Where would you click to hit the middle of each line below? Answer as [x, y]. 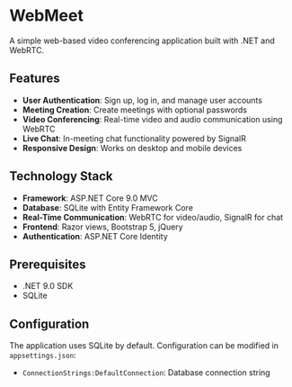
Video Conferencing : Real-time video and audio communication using [152, 119]
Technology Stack [61, 176]
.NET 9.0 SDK [48, 286]
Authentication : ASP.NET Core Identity [95, 236]
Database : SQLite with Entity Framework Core [107, 207]
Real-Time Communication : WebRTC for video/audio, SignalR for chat [153, 217]
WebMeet [46, 16]
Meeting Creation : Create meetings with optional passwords [134, 110]
